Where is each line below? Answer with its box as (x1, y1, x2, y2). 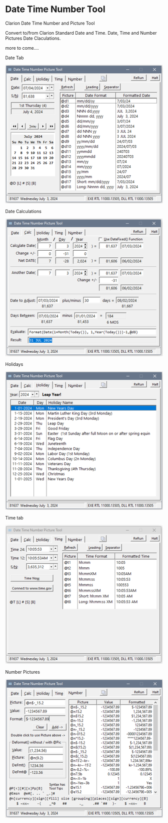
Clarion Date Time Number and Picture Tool (5, 20, 95, 26)
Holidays (5, 361, 23, 367)
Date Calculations (5, 208, 41, 214)
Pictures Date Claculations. (5, 35, 61, 41)
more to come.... (5, 45, 39, 51)
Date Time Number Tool (5, 4, 106, 15)
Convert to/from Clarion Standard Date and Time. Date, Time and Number (5, 30, 157, 36)
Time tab (5, 515, 23, 521)
